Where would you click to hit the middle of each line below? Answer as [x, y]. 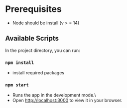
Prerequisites [34, 9]
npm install [20, 62]
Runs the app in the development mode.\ [54, 95]
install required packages [38, 73]
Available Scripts [32, 38]
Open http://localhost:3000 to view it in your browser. [67, 101]
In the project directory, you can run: [43, 50]
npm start [17, 85]
